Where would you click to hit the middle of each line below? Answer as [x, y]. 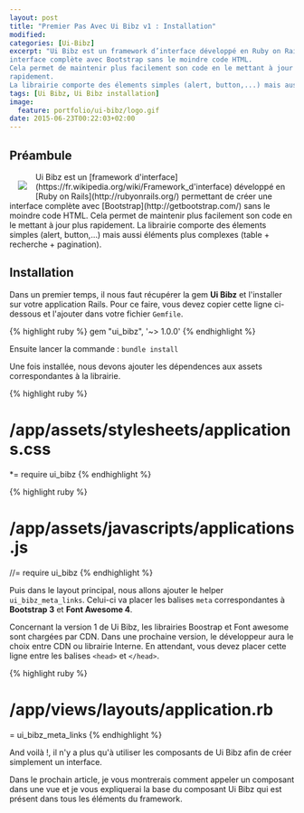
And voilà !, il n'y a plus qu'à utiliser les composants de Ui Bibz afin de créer [151, 752]
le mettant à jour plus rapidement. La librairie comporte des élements [138, 225]
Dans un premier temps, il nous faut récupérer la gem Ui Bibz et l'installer [146, 294]
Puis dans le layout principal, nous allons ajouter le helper [117, 590]
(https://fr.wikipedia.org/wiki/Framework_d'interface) [134, 186]
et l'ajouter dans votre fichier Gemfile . [113, 314]
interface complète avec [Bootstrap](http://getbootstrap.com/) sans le [140, 205]
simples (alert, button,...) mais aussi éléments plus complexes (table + [139, 234]
